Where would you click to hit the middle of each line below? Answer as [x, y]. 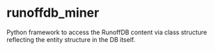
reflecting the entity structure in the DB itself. [71, 39]
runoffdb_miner [53, 13]
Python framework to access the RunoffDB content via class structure [107, 32]
